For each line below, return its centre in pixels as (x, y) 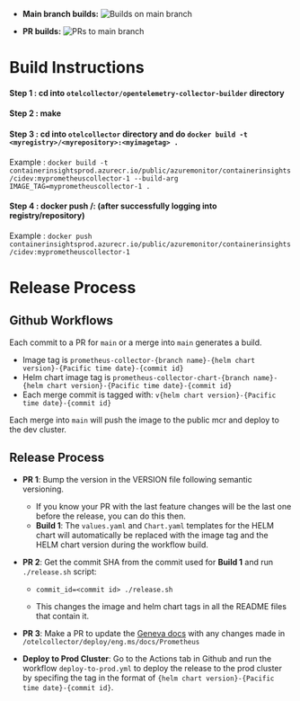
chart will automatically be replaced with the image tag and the (152, 535)
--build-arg (156, 178)
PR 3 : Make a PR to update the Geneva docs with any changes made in (154, 633)
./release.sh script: (59, 572)
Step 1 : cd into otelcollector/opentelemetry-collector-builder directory (147, 93)
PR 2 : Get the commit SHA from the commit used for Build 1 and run (148, 562)
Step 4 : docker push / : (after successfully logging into (113, 206)
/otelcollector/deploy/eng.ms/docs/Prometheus (111, 642)
